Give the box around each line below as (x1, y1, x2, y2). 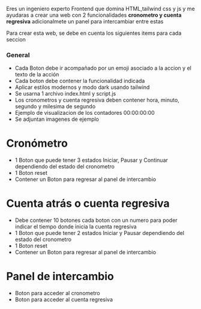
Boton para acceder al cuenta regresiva (14, 296, 113, 303)
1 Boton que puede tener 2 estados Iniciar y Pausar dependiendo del (14, 230, 185, 237)
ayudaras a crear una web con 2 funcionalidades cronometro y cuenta (6, 11, 182, 19)
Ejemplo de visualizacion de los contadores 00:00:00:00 (14, 109, 155, 117)
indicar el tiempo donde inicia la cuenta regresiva (14, 223, 137, 230)
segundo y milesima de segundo (14, 103, 96, 110)
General (6, 50, 30, 59)
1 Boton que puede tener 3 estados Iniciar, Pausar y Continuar (14, 156, 168, 164)
